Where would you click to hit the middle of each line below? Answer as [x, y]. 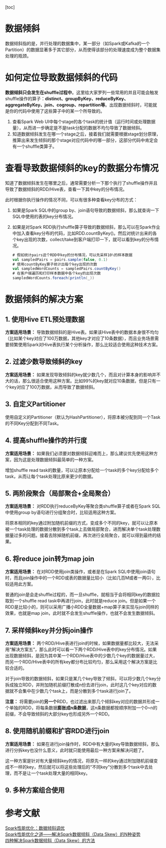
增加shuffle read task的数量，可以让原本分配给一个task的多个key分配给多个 [82, 470]
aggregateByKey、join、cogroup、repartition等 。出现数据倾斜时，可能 [79, 105]
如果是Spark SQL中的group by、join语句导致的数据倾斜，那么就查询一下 [86, 210]
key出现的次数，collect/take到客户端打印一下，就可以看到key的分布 [85, 239]
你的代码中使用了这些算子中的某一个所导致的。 [57, 111]
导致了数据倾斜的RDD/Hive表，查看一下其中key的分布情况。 [66, 189]
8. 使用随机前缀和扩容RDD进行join [57, 731]
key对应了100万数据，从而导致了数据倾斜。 [53, 387]
